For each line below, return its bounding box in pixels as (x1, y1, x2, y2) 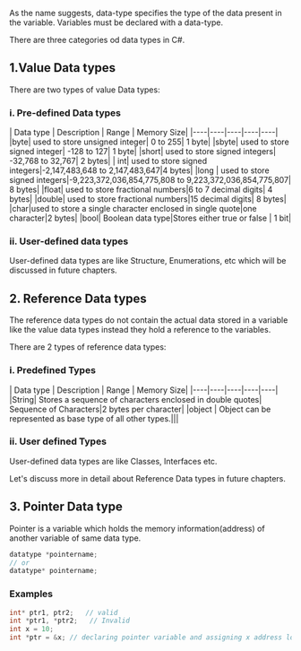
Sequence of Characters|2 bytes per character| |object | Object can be (9, 404, 271, 414)
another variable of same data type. (9, 533, 142, 543)
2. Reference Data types (9, 291, 148, 306)
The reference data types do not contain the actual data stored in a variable (9, 315, 288, 325)
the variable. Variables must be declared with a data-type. (9, 17, 224, 28)
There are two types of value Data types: (9, 84, 160, 95)
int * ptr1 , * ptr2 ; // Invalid (9, 616, 130, 626)
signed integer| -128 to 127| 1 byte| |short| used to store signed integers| (9, 146, 276, 157)
